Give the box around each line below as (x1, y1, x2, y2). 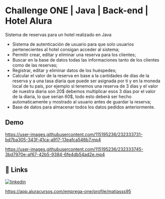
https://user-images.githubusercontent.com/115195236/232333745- (5, 146, 144, 152)
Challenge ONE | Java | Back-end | (5, 5, 149, 16)
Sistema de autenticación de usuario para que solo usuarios (12, 41, 134, 47)
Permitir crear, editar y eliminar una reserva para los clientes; (12, 52, 136, 58)
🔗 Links (5, 166, 28, 174)
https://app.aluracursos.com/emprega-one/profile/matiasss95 (5, 188, 132, 194)
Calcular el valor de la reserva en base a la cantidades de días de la (12, 72, 149, 78)
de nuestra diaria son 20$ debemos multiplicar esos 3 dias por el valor (12, 88, 156, 94)
